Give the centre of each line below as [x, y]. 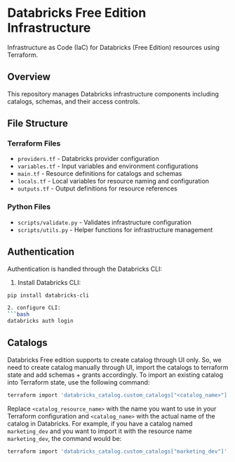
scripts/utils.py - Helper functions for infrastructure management [115, 229]
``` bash [19, 314]
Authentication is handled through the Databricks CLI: [85, 269]
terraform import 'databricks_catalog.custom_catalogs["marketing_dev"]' [117, 451]
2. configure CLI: [34, 308]
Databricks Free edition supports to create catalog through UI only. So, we [115, 359]
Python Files [29, 207]
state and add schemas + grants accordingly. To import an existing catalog [115, 375]
